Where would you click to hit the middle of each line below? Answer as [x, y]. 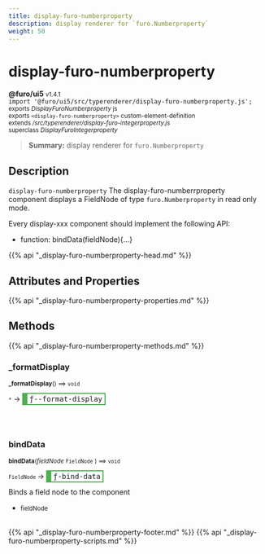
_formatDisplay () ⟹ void [44, 384]
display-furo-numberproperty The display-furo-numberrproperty [117, 191]
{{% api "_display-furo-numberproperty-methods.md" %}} [106, 345]
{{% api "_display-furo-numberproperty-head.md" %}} [100, 255]
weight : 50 [27, 31]
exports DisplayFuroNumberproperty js [63, 109]
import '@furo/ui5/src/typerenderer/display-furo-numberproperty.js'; [130, 102]
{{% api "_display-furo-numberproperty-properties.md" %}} [109, 300]
